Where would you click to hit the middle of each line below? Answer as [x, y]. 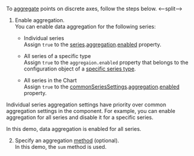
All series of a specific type [57, 56]
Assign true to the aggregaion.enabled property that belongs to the [106, 62]
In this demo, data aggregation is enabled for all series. [74, 129]
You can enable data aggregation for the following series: [85, 27]
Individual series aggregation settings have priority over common [86, 105]
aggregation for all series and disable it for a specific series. [80, 117]
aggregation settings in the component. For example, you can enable [91, 111]
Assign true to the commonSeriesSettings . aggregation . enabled [101, 87]
